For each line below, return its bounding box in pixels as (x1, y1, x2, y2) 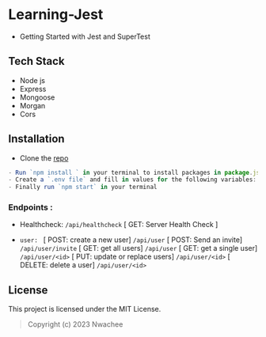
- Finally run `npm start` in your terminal (8, 184, 158, 191)
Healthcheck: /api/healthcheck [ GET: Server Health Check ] (19, 220, 218, 229)
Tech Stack (8, 55, 65, 68)
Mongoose (19, 93, 55, 102)
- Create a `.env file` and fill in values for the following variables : (8, 176, 257, 184)
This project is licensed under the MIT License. (8, 305, 161, 314)
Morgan (19, 100, 46, 110)
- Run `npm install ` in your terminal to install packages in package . (8, 168, 253, 176)
